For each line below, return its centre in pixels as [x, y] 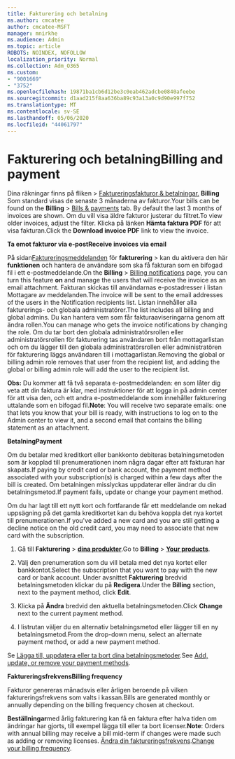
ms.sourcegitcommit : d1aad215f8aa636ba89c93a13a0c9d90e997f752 [101, 99]
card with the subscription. [46, 535]
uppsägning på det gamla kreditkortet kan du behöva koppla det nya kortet [115, 513]
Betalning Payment [35, 442]
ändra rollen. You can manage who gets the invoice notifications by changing [117, 325]
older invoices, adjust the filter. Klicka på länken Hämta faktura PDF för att [114, 223]
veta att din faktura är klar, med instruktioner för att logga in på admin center [117, 390]
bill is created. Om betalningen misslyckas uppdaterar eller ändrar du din [112, 485]
